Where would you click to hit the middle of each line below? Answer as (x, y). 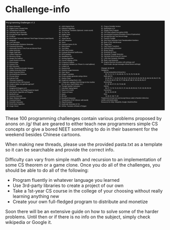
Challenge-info (37, 9)
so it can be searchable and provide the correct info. (60, 150)
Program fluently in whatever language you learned (66, 180)
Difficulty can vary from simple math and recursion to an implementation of (83, 160)
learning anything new (36, 197)
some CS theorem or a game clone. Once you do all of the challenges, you (83, 165)
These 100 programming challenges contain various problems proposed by (83, 119)
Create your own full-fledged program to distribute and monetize (80, 202)
